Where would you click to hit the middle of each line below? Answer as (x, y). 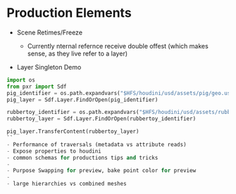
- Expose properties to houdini (54, 151)
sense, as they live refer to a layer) (77, 53)
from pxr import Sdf (37, 86)
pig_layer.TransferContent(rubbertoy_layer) (73, 131)
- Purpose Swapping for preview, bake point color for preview (101, 171)
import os (21, 80)
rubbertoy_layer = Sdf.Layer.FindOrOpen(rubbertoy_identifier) (101, 119)
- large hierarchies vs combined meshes (67, 184)
